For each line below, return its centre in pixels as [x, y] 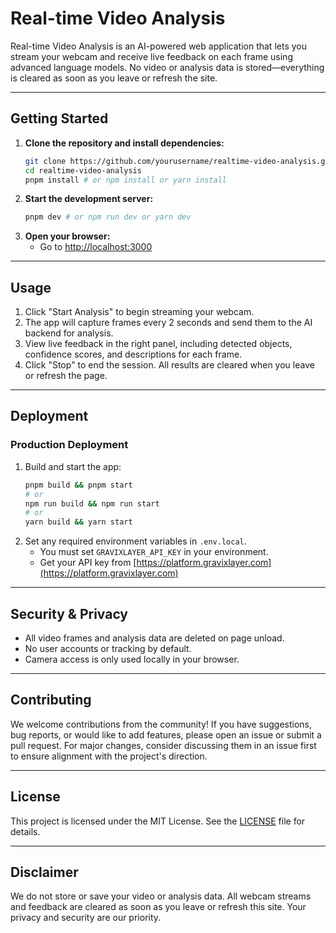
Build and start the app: [73, 466]
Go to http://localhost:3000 [96, 247]
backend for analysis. [69, 333]
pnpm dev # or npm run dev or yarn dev [108, 217]
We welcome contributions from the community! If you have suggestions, [161, 724]
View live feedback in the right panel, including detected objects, [158, 344]
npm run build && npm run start [92, 503]
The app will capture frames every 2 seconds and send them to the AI [168, 323]
